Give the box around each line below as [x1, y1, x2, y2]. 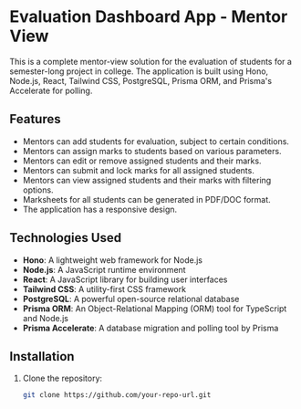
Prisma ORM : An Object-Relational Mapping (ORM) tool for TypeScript [22, 303, 287, 314]
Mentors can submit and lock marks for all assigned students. [22, 164, 255, 175]
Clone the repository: [22, 372, 103, 384]
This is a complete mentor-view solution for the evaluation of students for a [9, 56, 292, 67]
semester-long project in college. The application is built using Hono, [9, 66, 269, 77]
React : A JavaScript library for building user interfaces [22, 274, 228, 285]
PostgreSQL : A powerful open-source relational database [22, 293, 240, 304]
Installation [9, 349, 75, 364]
